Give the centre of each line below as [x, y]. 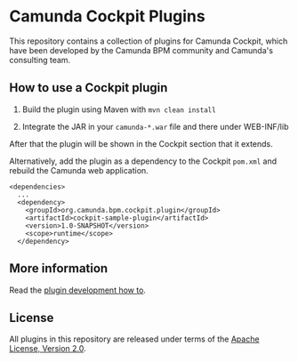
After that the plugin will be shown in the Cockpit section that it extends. [141, 143]
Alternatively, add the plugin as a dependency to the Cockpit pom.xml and [143, 161]
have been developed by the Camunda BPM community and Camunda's [141, 50]
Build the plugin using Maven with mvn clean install [119, 109]
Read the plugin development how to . [78, 290]
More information [59, 269]
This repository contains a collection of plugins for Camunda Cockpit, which [149, 41]
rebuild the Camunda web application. [79, 170]
